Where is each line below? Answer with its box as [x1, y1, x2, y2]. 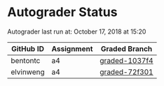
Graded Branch [100, 43, 153, 53]
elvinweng [11, 67, 45, 77]
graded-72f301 [100, 67, 153, 77]
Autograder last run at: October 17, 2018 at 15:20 [7, 27, 146, 36]
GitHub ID [11, 43, 44, 53]
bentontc [11, 55, 41, 65]
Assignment [51, 43, 93, 53]
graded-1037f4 [100, 55, 153, 65]
